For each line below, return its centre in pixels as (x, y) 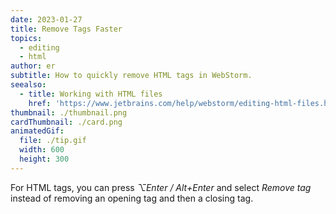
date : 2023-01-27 (46, 19)
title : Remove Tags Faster (66, 29)
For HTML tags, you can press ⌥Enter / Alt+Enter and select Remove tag (161, 187)
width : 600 (42, 150)
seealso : (28, 85)
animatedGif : (37, 131)
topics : (26, 38)
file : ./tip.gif (53, 141)
